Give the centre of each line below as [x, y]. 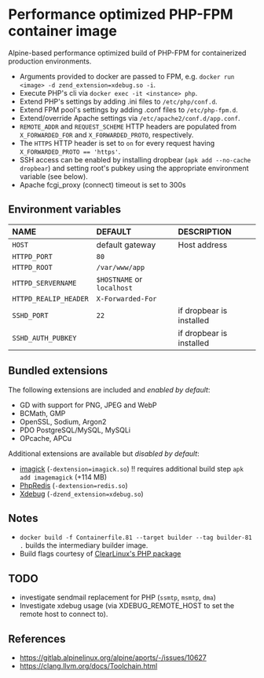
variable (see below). [53, 176]
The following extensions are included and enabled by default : [109, 389]
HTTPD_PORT [32, 256]
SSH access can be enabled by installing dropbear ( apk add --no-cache [135, 159]
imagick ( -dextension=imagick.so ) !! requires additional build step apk [131, 468]
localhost [115, 288]
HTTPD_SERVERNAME [44, 283]
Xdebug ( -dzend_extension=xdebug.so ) [81, 494]
